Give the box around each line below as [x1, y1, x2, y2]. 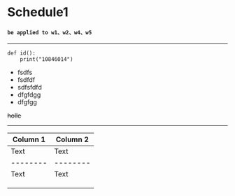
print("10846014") [20, 56, 73, 63]
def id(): [7, 50, 36, 57]
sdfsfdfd [17, 83, 42, 92]
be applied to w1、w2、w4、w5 [7, 29, 92, 36]
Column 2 [55, 134, 90, 144]
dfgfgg [17, 98, 37, 106]
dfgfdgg [17, 90, 41, 99]
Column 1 [12, 134, 46, 144]
